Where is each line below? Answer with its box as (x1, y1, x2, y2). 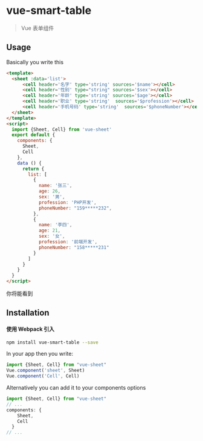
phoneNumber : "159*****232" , (38, 205, 112, 211)
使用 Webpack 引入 (6, 325, 55, 333)
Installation (6, 308, 50, 318)
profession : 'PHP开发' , (38, 199, 97, 206)
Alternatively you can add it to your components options (6, 384, 146, 391)
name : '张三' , (38, 183, 72, 189)
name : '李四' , (38, 222, 72, 228)
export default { (11, 132, 56, 138)
